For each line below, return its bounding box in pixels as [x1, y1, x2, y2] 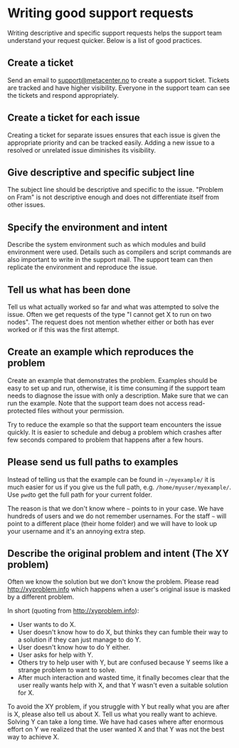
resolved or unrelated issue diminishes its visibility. [7, 146, 156, 154]
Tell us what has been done [7, 283, 131, 295]
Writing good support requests [7, 5, 194, 21]
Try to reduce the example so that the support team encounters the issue [7, 420, 222, 429]
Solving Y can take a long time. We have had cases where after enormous [7, 717, 224, 726]
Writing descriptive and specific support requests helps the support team [7, 29, 223, 37]
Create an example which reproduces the [7, 346, 194, 358]
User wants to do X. [17, 620, 76, 629]
